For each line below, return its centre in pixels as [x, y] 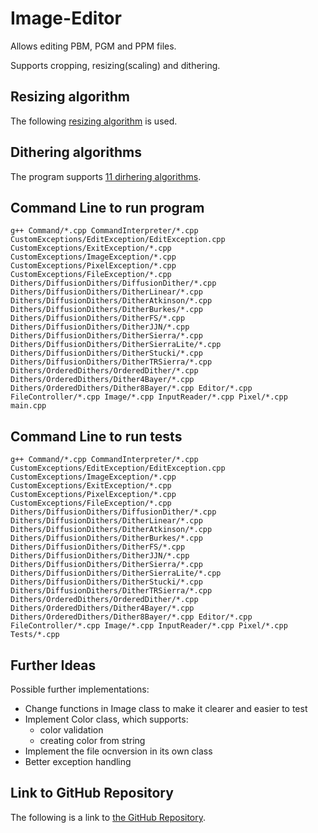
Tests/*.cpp [35, 635]
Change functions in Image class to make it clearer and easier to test [166, 708]
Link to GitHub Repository [92, 793]
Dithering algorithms [76, 152]
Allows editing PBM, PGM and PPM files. [93, 46]
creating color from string [92, 740]
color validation [71, 730]
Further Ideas [53, 665]
